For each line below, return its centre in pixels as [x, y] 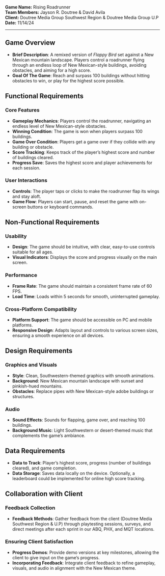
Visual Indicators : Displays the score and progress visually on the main [84, 257]
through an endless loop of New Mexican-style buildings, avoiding [79, 65]
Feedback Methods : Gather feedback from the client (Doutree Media [82, 519]
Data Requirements [35, 451]
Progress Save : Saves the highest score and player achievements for [82, 163]
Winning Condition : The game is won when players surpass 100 [77, 131]
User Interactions [26, 180]
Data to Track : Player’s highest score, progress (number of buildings [82, 463]
